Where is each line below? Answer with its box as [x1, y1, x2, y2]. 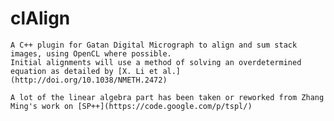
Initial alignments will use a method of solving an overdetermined [10, 57, 302, 67]
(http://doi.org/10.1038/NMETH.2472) [10, 75, 168, 85]
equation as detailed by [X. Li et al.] [10, 66, 182, 76]
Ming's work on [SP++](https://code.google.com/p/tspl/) [10, 101, 253, 111]
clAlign [10, 7, 71, 30]
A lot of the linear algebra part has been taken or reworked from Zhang [10, 92, 325, 102]
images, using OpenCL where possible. [10, 48, 172, 59]
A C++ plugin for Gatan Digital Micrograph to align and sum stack [10, 40, 298, 50]
